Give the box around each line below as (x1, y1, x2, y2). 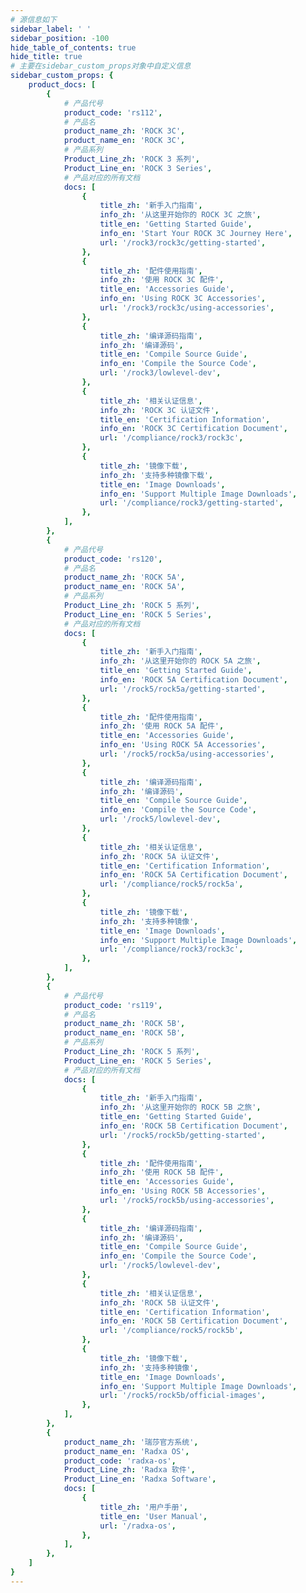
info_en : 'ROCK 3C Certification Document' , (99, 424, 288, 434)
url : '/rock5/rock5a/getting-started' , (99, 684, 267, 694)
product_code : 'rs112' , (63, 107, 163, 118)
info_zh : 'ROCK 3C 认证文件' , (99, 405, 220, 415)
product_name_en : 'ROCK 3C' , (63, 136, 186, 146)
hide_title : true (10, 52, 83, 62)
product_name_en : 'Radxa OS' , (63, 1446, 190, 1456)
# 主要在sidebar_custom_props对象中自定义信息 (10, 61, 192, 71)
